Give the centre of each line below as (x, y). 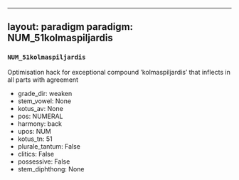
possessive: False (44, 162)
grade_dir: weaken (45, 93)
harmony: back (40, 123)
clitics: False (36, 154)
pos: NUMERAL (40, 116)
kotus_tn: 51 (35, 139)
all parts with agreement (43, 80)
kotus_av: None (41, 108)
